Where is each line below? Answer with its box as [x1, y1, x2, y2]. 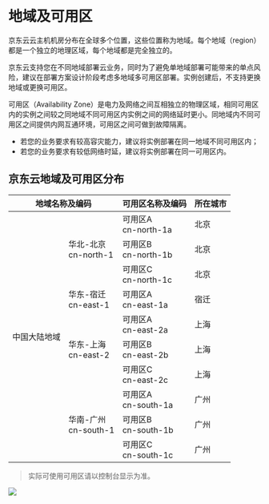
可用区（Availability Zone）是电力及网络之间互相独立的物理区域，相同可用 [8, 99, 252, 109]
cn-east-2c [122, 374, 168, 385]
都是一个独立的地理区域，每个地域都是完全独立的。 [8, 45, 177, 54]
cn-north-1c [122, 274, 172, 285]
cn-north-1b [122, 249, 173, 260]
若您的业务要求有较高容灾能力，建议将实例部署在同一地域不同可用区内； [19, 136, 259, 146]
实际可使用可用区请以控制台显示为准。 [27, 470, 155, 481]
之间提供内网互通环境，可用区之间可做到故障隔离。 [22, 119, 191, 129]
